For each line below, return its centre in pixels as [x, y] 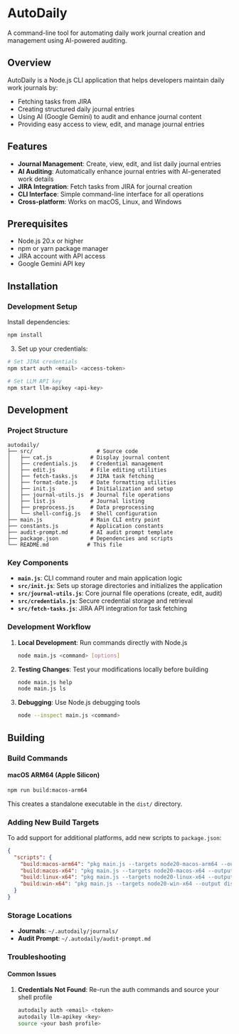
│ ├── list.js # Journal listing [76, 501]
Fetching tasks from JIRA [54, 101]
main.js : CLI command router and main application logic [100, 578]
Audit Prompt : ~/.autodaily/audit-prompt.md [84, 939]
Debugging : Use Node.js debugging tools [79, 703]
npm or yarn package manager [63, 249]
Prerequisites [38, 223]
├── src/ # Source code [73, 451]
